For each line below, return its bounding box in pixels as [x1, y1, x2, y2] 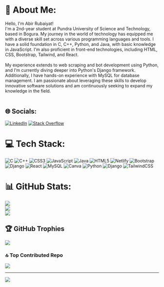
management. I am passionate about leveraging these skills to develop [5, 78, 146, 83]
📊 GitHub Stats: [5, 181, 72, 192]
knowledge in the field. [5, 88, 51, 94]
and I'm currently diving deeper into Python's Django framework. [5, 67, 136, 73]
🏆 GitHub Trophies [5, 225, 65, 233]
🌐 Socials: [5, 107, 37, 116]
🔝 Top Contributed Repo [5, 252, 63, 259]
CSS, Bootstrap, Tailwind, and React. [5, 51, 79, 58]
